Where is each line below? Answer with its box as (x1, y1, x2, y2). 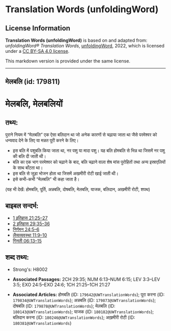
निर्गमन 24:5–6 (12, 226, 40, 232)
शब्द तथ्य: (5, 253, 29, 261)
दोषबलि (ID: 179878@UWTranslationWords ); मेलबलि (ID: (12, 303, 116, 309)
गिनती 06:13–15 (12, 238, 42, 244)
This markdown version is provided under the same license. (5, 58, 131, 64)
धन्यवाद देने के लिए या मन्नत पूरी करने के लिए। (5, 137, 79, 143)
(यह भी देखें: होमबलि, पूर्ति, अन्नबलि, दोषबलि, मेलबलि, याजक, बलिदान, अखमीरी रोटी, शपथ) (5, 187, 151, 193)
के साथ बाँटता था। (12, 165, 43, 171)
